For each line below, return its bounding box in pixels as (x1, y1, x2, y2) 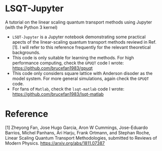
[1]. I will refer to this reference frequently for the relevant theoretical (12, 44, 151, 50)
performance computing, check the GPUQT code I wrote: (12, 60, 124, 66)
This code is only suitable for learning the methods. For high (12, 54, 134, 60)
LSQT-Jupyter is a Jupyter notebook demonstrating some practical (12, 34, 146, 40)
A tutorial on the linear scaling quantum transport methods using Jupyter (5, 19, 152, 25)
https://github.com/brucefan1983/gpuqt (12, 65, 93, 71)
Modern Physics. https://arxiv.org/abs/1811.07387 (5, 140, 105, 146)
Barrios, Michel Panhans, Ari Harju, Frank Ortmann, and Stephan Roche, (5, 129, 151, 135)
